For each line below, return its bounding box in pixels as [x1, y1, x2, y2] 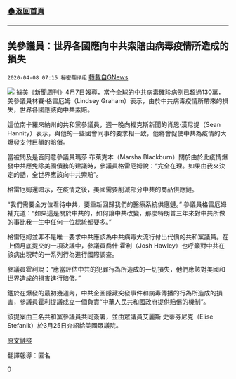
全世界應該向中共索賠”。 [31, 171, 103, 179]
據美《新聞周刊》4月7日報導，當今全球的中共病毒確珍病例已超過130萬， [15, 88, 225, 96]
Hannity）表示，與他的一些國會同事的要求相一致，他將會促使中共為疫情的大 [7, 129, 227, 138]
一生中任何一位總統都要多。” [31, 218, 112, 226]
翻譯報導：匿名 [7, 351, 51, 359]
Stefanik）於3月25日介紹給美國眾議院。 [7, 321, 123, 330]
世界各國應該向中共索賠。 [19, 105, 93, 114]
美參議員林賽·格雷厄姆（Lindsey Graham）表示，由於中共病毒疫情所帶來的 [7, 97, 223, 105]
